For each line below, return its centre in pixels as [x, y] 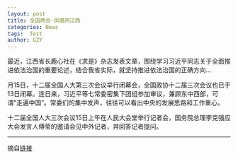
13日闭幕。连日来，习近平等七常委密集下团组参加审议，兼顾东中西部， [110, 94]
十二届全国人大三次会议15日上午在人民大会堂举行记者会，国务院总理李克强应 [119, 118]
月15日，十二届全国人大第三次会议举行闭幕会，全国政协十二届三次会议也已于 [119, 85]
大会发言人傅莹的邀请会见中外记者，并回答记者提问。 [85, 126]
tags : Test [25, 34]
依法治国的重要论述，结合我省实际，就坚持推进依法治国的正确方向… [112, 70]
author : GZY [25, 40]
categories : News [33, 27]
